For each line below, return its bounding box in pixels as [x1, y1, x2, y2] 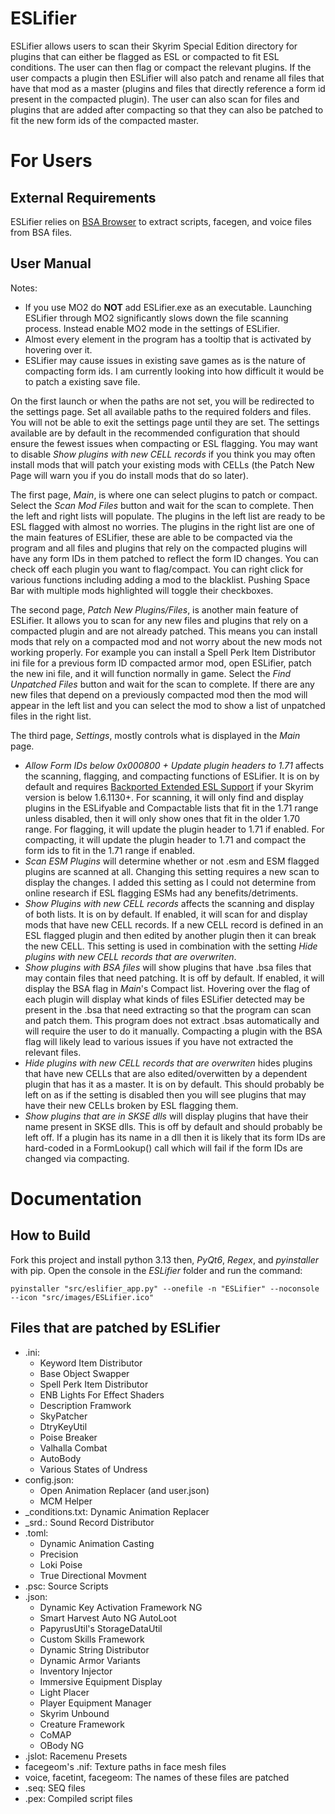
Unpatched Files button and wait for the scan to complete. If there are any [10, 678, 315, 690]
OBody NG [39, 1739, 85, 1751]
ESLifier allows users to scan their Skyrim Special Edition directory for [10, 40, 298, 52]
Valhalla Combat [39, 1442, 108, 1454]
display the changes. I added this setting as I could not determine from [24, 876, 317, 888]
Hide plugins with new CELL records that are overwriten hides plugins [24, 1057, 313, 1069]
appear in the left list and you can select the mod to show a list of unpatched [10, 699, 326, 711]
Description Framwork [39, 1399, 132, 1411]
